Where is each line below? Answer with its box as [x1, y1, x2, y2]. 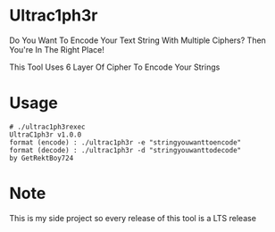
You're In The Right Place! [9, 44, 104, 54]
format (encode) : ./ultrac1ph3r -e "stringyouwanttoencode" [9, 137, 242, 147]
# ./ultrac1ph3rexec [9, 122, 87, 131]
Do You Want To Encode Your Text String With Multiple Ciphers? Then [9, 35, 266, 46]
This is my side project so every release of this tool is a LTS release [9, 212, 257, 223]
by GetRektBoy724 [9, 153, 74, 162]
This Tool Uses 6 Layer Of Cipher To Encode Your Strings [9, 62, 221, 72]
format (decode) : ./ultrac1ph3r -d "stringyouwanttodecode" [9, 145, 242, 154]
